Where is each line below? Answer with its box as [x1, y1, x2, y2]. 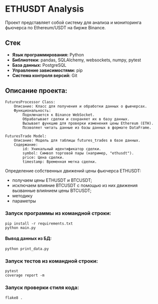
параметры [12, 198, 37, 204]
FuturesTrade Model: [5, 133, 47, 138]
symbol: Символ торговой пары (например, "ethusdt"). [22, 151, 134, 155]
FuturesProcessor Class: [5, 99, 56, 104]
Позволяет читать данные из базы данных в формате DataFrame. [22, 125, 152, 130]
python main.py [5, 225, 36, 230]
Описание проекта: [5, 87, 67, 95]
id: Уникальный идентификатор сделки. [22, 146, 101, 152]
